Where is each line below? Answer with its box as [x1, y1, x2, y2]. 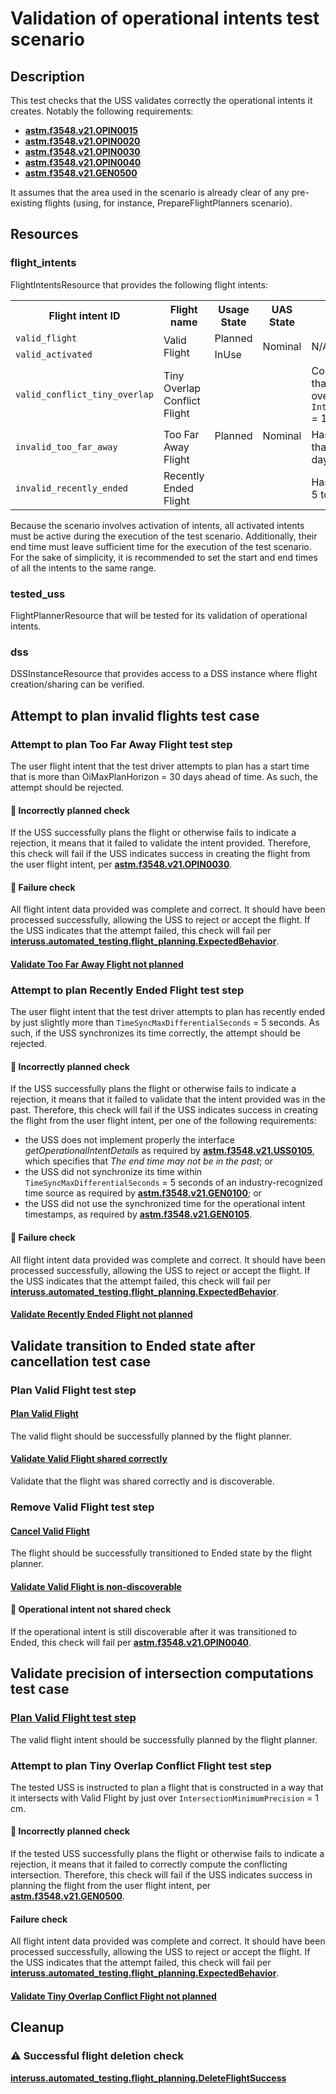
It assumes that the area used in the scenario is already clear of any [10, 187, 290, 198]
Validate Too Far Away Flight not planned [10, 958, 184, 970]
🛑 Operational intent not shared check [10, 1603, 172, 1616]
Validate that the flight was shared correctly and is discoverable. [10, 1475, 275, 1487]
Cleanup [10, 2019, 65, 2036]
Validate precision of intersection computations [10, 1665, 314, 1682]
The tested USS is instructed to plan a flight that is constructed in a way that [10, 1781, 324, 1793]
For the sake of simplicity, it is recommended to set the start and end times [10, 551, 318, 563]
